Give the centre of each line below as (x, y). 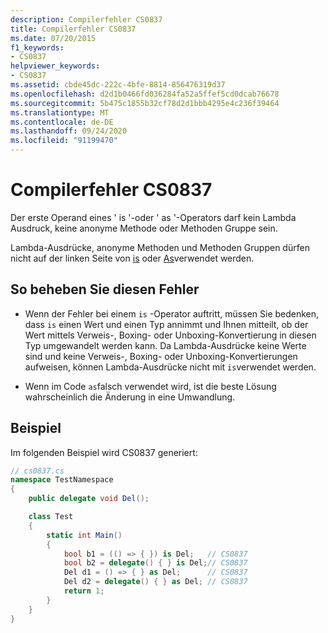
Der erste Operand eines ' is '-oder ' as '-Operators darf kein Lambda (153, 217)
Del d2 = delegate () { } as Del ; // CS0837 (155, 582)
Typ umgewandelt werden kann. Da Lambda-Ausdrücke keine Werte (165, 345)
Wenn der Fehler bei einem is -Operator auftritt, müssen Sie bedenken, (172, 313)
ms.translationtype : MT (60, 112)
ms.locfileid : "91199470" (64, 141)
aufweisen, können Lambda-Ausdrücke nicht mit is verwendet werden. (170, 367)
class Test (51, 517)
